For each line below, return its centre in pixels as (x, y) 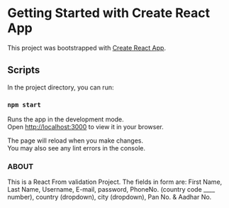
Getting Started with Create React (109, 13)
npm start (24, 105)
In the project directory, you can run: (61, 87)
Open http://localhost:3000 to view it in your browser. (86, 127)
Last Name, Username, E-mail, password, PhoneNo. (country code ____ (111, 190)
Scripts (24, 70)
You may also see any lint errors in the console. (76, 148)
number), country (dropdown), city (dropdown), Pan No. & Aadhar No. (110, 197)
